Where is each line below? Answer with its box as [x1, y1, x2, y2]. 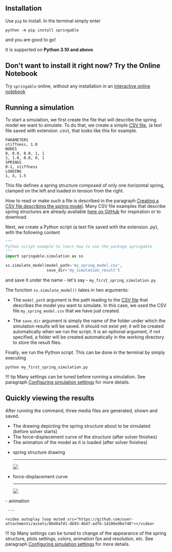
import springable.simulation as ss [5, 253, 83, 259]
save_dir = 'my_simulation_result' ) [46, 267, 120, 273]
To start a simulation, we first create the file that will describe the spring [5, 117, 157, 123]
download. [5, 214, 28, 220]
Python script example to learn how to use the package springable [5, 244, 153, 249]
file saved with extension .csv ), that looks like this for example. [5, 128, 137, 134]
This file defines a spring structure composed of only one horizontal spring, [5, 182, 165, 188]
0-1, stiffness [5, 164, 38, 169]
